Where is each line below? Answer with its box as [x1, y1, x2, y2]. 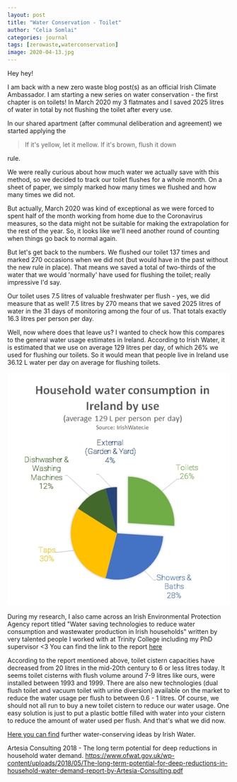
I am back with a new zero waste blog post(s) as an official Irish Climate [7, 83, 216, 91]
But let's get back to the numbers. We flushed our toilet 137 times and [7, 248, 211, 256]
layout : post [7, 11, 46, 18]
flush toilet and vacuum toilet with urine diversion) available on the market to [7, 686, 230, 695]
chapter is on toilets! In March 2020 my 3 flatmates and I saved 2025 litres [7, 98, 224, 106]
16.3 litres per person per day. [7, 314, 94, 322]
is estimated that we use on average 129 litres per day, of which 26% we [7, 344, 219, 351]
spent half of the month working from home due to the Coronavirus [7, 212, 203, 220]
